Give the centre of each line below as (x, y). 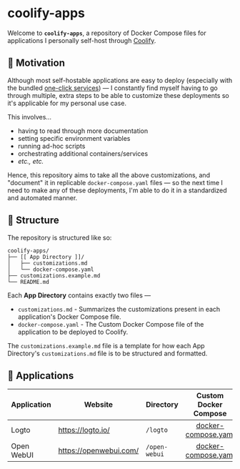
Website (98, 405)
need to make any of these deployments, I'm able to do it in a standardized (117, 190)
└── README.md (29, 282)
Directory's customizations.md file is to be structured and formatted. (107, 353)
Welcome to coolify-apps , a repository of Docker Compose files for (107, 33)
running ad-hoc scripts (51, 146)
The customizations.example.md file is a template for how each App (106, 345)
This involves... (30, 117)
